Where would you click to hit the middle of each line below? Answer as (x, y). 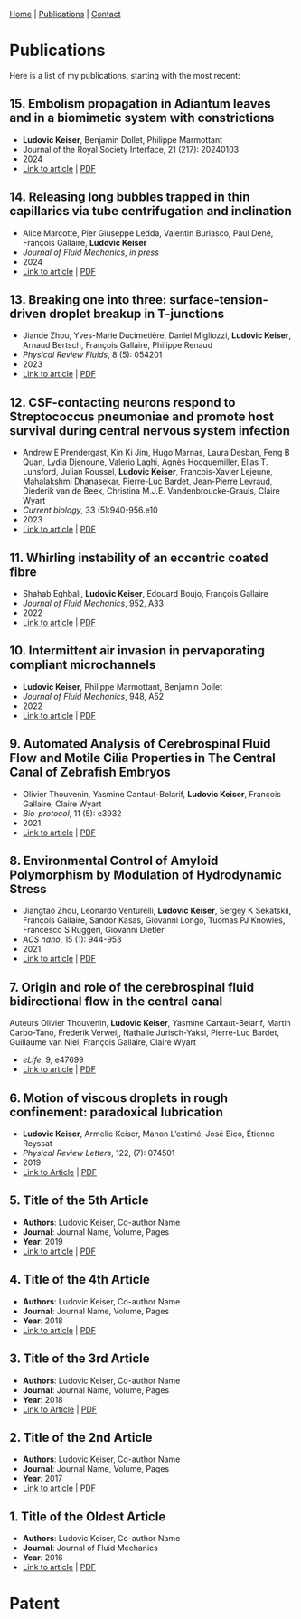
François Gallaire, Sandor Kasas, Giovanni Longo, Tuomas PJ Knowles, (154, 920)
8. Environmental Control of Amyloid (114, 861)
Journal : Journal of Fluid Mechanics (90, 1548)
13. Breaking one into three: (88, 300)
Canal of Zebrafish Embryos (90, 772)
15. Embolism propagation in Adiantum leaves (140, 104)
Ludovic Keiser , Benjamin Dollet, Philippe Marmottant (122, 139)
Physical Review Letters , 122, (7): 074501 (99, 1153)
